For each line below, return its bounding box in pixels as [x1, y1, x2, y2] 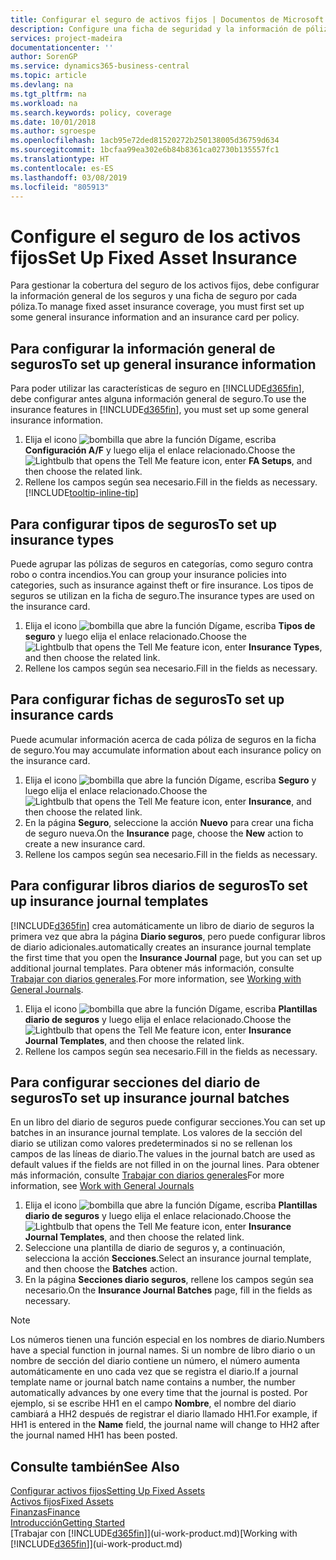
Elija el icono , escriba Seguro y [24, 774, 317, 786]
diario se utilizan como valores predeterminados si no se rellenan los [10, 1137, 293, 1150]
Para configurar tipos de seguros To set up [10, 516, 277, 533]
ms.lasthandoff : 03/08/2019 [10, 172, 128, 183]
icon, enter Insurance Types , [201, 641, 323, 653]
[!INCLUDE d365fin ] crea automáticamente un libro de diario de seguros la [10, 919, 315, 931]
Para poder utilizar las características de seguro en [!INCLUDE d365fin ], [10, 382, 305, 395]
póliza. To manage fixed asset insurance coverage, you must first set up [10, 301, 305, 313]
